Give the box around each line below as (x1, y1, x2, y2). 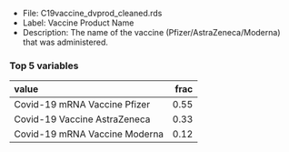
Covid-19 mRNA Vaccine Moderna (14, 127, 164, 140)
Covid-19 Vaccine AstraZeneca (14, 113, 151, 126)
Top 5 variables (9, 59, 79, 72)
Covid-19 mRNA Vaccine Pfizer (14, 98, 151, 111)
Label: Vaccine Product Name (22, 17, 135, 28)
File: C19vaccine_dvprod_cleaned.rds (22, 8, 163, 18)
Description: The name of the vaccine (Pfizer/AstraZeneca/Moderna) (22, 27, 281, 37)
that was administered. (22, 36, 109, 47)
